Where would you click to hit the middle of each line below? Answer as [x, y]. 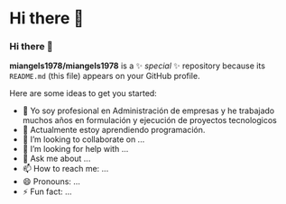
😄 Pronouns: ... [51, 182]
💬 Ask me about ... [56, 159]
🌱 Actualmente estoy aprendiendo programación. [114, 130]
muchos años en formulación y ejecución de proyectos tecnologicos [149, 120]
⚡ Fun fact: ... [47, 191]
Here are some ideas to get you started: [83, 93]
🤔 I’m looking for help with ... [75, 149]
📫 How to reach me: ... [65, 169]
